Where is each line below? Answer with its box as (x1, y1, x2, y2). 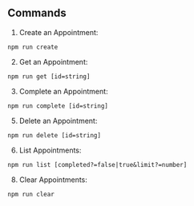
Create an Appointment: (18, 27, 99, 37)
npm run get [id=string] (7, 72, 91, 81)
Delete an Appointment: (18, 116, 98, 125)
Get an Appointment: (18, 57, 88, 66)
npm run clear (7, 190, 55, 198)
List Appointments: (18, 145, 82, 155)
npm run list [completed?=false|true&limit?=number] (7, 160, 188, 168)
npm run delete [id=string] (7, 131, 102, 139)
